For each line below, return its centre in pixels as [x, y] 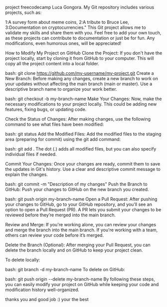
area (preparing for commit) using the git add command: [63, 139]
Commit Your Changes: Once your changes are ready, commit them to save [83, 164]
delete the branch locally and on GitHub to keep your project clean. [74, 250]
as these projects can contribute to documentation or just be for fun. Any [80, 38]
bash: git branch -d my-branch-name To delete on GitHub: [65, 269]
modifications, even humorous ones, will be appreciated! [63, 43]
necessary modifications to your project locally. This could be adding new [81, 104]
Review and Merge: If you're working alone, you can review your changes [81, 225]
